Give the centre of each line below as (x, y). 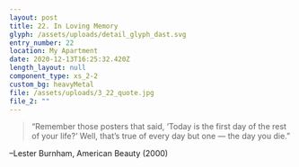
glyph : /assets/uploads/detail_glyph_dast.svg (98, 34)
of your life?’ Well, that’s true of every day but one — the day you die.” (160, 136)
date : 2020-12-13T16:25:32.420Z (70, 59)
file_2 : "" (30, 101)
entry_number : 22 (42, 43)
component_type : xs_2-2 (54, 76)
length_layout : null (48, 68)
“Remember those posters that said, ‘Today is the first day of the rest (159, 127)
